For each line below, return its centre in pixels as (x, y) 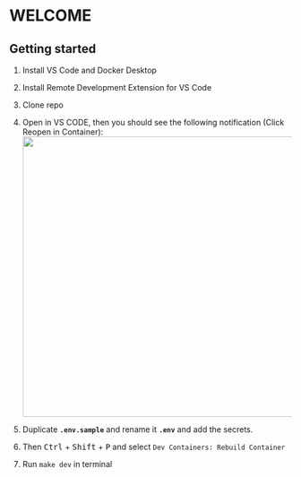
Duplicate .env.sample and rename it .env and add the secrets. (138, 429)
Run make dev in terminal (67, 464)
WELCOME (51, 16)
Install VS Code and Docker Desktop (89, 70)
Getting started (53, 49)
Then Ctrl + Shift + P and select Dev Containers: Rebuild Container (154, 447)
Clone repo (43, 105)
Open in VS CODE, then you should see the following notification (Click (153, 122)
